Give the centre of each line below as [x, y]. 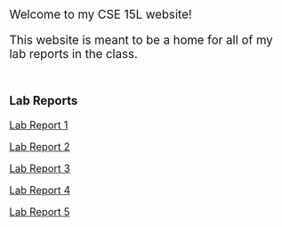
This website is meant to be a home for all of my [141, 40]
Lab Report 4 [40, 191]
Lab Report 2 [40, 147]
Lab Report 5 [40, 212]
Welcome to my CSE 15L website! [101, 14]
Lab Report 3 [40, 168]
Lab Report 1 [39, 126]
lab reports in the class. [73, 54]
